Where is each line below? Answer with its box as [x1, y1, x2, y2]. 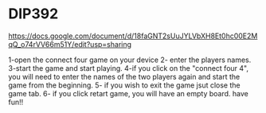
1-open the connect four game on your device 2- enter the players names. [8, 55, 252, 64]
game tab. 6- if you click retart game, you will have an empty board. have [8, 88, 248, 98]
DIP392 [8, 5, 59, 23]
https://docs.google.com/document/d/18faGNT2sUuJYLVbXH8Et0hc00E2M [8, 31, 258, 41]
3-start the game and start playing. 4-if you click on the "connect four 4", [8, 63, 249, 72]
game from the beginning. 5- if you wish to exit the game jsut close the [8, 80, 241, 90]
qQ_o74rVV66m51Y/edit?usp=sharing [8, 39, 132, 49]
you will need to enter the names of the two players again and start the [8, 72, 241, 81]
